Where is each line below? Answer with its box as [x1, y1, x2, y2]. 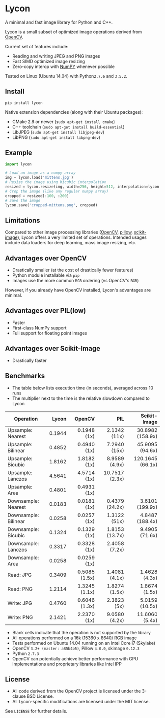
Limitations [5, 216, 40, 225]
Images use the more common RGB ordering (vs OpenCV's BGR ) [12, 278, 139, 284]
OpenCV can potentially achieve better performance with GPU [12, 655, 138, 661]
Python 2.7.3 [12, 651, 39, 656]
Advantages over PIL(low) [5, 306, 86, 315]
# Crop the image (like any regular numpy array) [5, 189, 109, 194]
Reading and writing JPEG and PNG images [12, 53, 101, 59]
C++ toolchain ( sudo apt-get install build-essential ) [12, 124, 125, 130]
